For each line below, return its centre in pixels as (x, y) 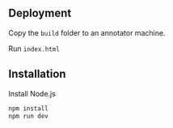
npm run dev (28, 116)
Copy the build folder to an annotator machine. (87, 32)
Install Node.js (32, 93)
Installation (37, 74)
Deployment (40, 13)
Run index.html (34, 49)
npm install (28, 109)
